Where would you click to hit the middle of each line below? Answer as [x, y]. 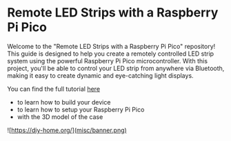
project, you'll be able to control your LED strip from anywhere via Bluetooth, [116, 68]
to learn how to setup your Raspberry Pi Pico [81, 109]
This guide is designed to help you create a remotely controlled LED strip [111, 54]
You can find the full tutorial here [54, 89]
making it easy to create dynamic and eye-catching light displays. [101, 75]
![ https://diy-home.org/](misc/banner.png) [67, 130]
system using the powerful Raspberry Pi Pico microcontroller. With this [108, 61]
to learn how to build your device [64, 102]
